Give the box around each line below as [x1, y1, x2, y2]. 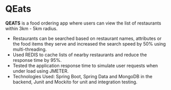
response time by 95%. [12, 57, 62, 63]
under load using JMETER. [12, 67, 69, 74]
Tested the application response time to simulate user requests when [12, 62, 158, 69]
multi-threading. [12, 46, 47, 52]
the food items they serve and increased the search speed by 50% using [12, 40, 166, 47]
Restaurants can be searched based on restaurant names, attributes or [12, 35, 162, 41]
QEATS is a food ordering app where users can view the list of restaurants [5, 20, 162, 26]
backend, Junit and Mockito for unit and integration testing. [12, 79, 138, 85]
